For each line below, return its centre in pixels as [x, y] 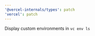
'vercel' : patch [21, 14]
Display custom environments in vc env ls [47, 28]
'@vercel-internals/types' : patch [40, 10]
